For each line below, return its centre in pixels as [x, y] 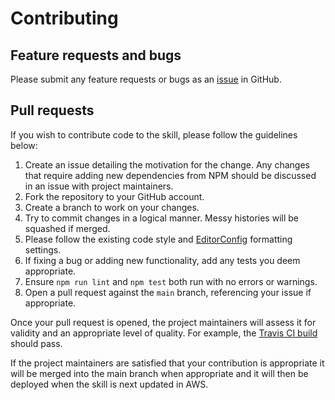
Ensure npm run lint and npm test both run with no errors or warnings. [171, 281]
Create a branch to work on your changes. [112, 207]
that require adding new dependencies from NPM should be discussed [170, 175]
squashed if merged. [67, 228]
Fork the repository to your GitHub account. [114, 196]
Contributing [64, 18]
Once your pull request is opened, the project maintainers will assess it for [163, 322]
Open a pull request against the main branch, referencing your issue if [168, 292]
